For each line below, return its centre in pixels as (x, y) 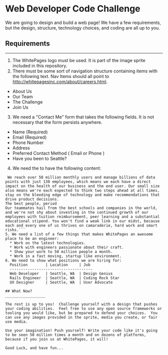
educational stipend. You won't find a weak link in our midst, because (82, 221)
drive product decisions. (32, 199)
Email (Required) (29, 137)
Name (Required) (30, 132)
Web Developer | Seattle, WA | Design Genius (61, 273)
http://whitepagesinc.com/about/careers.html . (60, 81)
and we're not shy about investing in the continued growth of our (77, 212)
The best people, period (31, 203)
